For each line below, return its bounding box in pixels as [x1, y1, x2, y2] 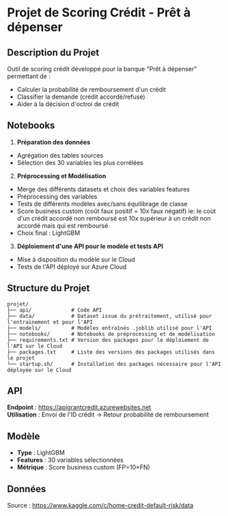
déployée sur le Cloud [7, 367, 72, 373]
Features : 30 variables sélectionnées [16, 456, 124, 464]
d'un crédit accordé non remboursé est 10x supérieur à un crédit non [16, 214, 211, 222]
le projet [7, 354, 35, 361]
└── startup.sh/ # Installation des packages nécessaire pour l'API [7, 360, 222, 367]
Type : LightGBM [16, 449, 65, 457]
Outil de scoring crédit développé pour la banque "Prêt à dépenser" [7, 65, 197, 73]
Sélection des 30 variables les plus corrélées [16, 158, 143, 167]
